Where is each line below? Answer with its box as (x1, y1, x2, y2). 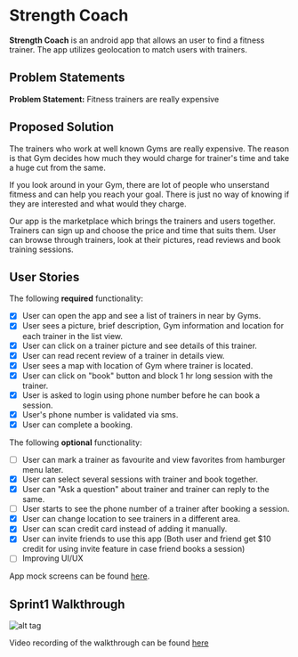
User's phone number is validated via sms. (21, 409, 179, 419)
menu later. (21, 465, 64, 474)
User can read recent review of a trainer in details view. (21, 350, 225, 361)
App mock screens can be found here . (9, 571, 150, 581)
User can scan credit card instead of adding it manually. (21, 523, 228, 534)
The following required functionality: (9, 293, 144, 304)
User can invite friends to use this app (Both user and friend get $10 (21, 533, 271, 544)
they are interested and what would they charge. (9, 198, 187, 209)
